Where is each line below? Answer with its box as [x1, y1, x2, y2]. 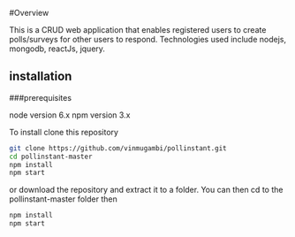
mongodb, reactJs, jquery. [9, 43, 106, 54]
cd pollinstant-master [9, 152, 93, 161]
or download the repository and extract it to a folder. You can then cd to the [9, 185, 284, 195]
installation [9, 69, 72, 84]
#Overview [9, 8, 49, 18]
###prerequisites [9, 92, 72, 103]
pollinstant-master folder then [9, 194, 117, 204]
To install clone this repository [9, 126, 119, 137]
